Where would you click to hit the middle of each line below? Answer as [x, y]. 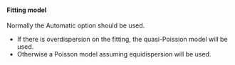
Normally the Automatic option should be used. [76, 25]
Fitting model [27, 10]
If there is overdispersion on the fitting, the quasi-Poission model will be [122, 40]
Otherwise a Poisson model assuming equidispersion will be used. [114, 54]
